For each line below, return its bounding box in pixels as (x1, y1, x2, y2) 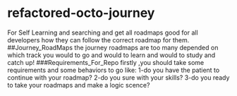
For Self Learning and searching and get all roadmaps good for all (7, 28, 199, 37)
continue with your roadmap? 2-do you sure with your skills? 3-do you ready (7, 73, 230, 82)
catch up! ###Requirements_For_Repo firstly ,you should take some (7, 58, 205, 66)
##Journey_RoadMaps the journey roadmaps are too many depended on (7, 43, 219, 52)
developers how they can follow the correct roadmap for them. (7, 35, 190, 44)
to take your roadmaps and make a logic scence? (7, 80, 150, 89)
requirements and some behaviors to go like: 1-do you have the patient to (7, 66, 220, 74)
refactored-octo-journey (7, 5, 155, 21)
